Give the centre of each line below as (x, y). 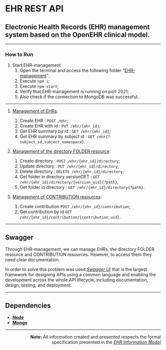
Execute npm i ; (35, 81)
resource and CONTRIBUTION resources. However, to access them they (79, 255)
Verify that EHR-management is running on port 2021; (74, 92)
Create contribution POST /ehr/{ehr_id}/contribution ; (75, 207)
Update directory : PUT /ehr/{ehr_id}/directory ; (69, 166)
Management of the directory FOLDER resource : (62, 151)
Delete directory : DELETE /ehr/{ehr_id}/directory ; (72, 172)
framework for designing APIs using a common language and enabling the (81, 275)
